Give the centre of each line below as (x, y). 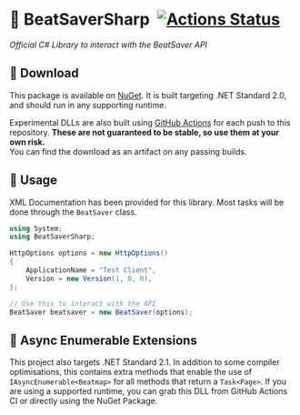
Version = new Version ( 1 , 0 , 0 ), (89, 278)
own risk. (27, 142)
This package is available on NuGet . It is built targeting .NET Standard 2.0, (148, 95)
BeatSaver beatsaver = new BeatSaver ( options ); (101, 312)
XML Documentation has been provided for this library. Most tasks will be (147, 202)
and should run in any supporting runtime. (88, 105)
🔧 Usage (33, 181)
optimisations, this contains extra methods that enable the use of (131, 372)
